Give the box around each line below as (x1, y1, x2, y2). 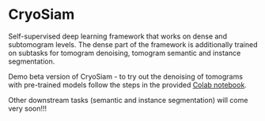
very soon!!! (8, 104, 47, 113)
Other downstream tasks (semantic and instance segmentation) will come (8, 95, 248, 104)
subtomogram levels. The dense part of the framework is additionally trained (8, 39, 258, 49)
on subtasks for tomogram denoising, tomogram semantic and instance (8, 48, 241, 57)
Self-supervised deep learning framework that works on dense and (8, 31, 228, 41)
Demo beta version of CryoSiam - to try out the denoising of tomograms (8, 71, 244, 81)
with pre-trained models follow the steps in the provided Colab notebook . (8, 80, 247, 90)
